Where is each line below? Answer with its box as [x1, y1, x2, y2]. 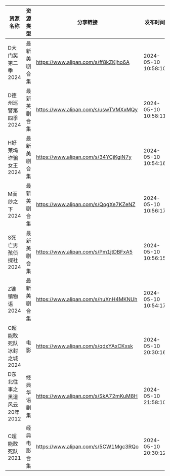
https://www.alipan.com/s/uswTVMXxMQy [36, 106, 138, 113]
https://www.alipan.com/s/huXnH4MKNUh [36, 296, 138, 302]
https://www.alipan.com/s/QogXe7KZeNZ [36, 201, 136, 208]
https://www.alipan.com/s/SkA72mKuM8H [36, 393, 138, 399]
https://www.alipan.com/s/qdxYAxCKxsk [36, 342, 133, 350]
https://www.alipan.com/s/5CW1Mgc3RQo [36, 443, 139, 450]
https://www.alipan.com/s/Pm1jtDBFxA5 [36, 248, 133, 255]
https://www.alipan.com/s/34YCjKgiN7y [36, 154, 132, 160]
